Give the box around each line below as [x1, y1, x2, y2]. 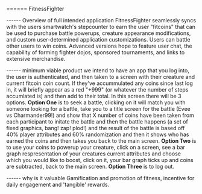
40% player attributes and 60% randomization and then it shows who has [6, 131, 189, 138]
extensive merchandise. [6, 55, 66, 62]
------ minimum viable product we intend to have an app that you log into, [6, 67, 190, 74]
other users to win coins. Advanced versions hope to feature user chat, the [6, 42, 192, 49]
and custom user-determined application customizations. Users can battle [6, 36, 191, 43]
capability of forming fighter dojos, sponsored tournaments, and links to [6, 49, 185, 56]
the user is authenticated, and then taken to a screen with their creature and [6, 74, 195, 80]
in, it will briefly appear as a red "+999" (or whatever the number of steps [6, 86, 189, 93]
